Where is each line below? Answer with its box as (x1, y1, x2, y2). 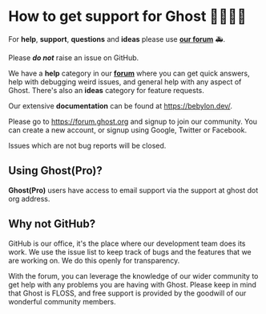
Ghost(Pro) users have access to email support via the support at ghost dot (8, 185, 259, 195)
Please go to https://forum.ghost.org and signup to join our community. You (8, 116, 258, 126)
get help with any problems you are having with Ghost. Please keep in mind (8, 279, 256, 289)
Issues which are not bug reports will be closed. (8, 141, 167, 150)
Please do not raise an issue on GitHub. (8, 52, 139, 63)
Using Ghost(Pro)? (8, 164, 103, 177)
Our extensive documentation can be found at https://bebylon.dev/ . (8, 100, 233, 111)
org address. (8, 194, 50, 203)
